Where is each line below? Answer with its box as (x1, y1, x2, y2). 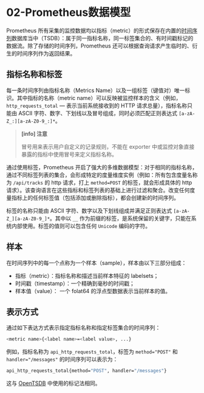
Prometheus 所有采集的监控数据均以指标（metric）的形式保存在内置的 (6, 27, 182, 34)
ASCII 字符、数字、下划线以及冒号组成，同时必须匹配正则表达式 (18, 109, 178, 116)
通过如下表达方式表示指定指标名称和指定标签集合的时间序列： (6, 324, 161, 331)
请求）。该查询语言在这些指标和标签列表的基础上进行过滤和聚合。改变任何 (6, 186, 190, 194)
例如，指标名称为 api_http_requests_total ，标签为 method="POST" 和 (6, 348, 178, 355)
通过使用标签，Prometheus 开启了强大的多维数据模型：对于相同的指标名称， (6, 163, 198, 171)
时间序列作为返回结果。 (16, 49, 76, 57)
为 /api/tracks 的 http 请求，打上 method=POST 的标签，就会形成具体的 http (6, 179, 192, 186)
